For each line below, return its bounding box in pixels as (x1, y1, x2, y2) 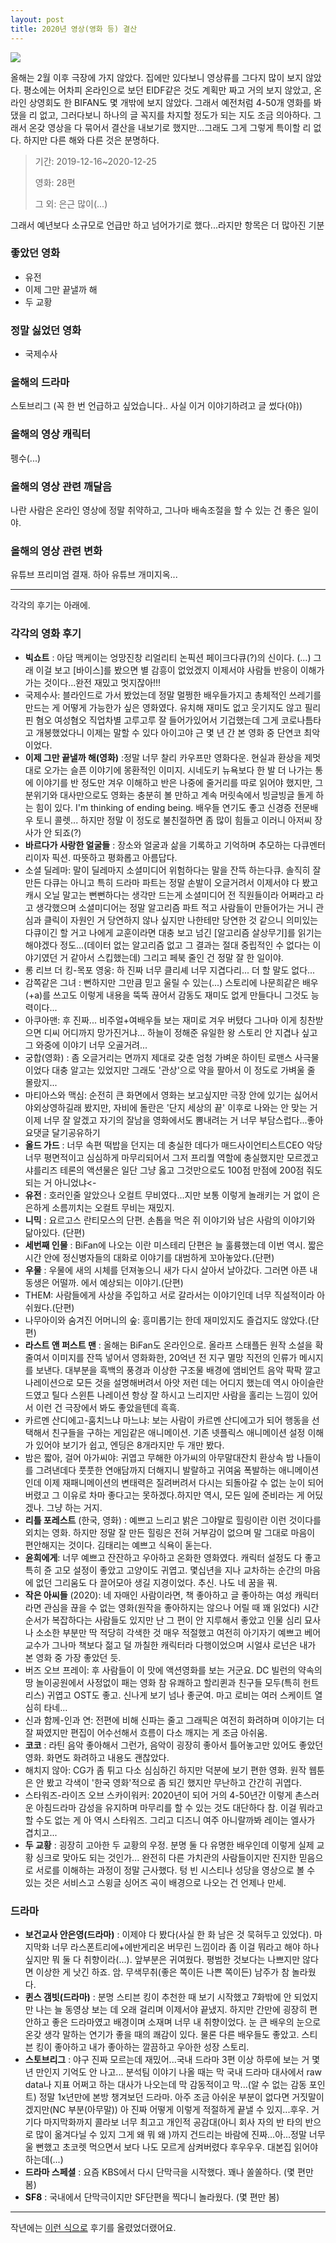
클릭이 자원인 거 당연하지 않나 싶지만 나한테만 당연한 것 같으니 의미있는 (43, 914, 319, 926)
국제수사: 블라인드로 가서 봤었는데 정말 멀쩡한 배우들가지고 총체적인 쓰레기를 (24, 689, 322, 701)
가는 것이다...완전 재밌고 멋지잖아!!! (24, 676, 162, 688)
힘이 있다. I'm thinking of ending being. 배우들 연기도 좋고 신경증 (35, 801, 292, 813)
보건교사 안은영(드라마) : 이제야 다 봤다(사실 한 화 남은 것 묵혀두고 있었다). (24, 1928, 312, 1940)
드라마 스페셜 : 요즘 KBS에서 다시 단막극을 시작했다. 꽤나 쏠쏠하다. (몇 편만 (24, 2166, 314, 2178)
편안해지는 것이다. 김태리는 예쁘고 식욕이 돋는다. (24, 1539, 213, 1551)
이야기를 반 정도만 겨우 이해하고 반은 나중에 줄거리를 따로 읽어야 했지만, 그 (35, 776, 324, 788)
